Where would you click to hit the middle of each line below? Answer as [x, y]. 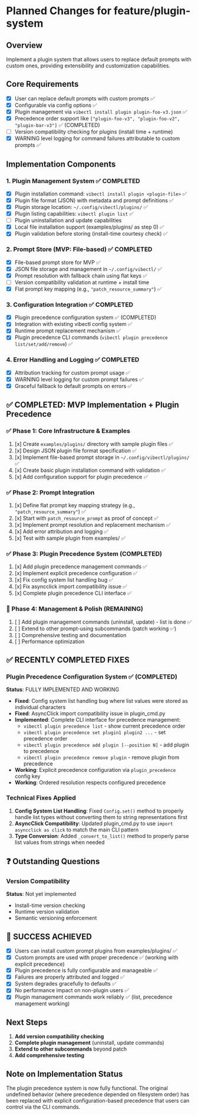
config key [27, 776]
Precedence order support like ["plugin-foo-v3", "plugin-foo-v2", [97, 118]
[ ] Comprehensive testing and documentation [70, 635]
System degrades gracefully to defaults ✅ [65, 984]
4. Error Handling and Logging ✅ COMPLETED [73, 360]
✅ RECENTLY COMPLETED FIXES [68, 660]
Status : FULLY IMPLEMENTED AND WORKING [63, 690]
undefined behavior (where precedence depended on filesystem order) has [98, 1094]
